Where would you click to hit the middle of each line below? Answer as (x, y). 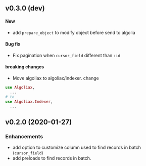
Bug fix (13, 44)
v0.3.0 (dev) (25, 8)
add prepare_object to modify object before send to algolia (74, 32)
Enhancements (24, 136)
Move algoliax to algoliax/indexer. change (56, 78)
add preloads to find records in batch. (52, 158)
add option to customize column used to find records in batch (77, 148)
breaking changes (25, 67)
